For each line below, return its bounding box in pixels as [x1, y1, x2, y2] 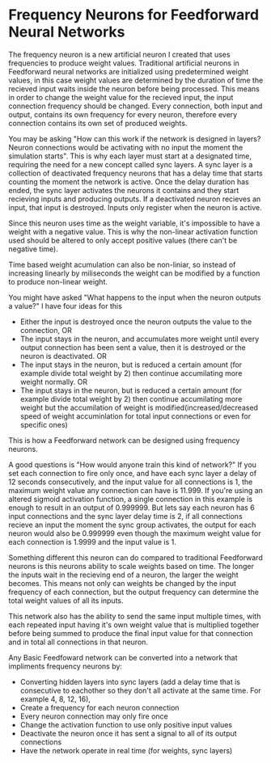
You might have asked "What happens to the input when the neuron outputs [8, 293, 261, 302]
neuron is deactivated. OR [19, 351, 108, 360]
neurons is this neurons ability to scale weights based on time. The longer [8, 561, 255, 571]
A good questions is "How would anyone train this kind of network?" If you [8, 459, 257, 470]
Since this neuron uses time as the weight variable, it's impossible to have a [8, 218, 260, 228]
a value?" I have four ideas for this [8, 301, 123, 310]
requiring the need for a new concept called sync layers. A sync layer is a [8, 159, 253, 169]
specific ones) [19, 419, 69, 429]
